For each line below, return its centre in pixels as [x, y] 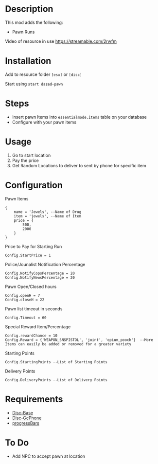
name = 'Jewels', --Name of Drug [48, 212]
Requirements [34, 399]
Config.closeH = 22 [25, 300]
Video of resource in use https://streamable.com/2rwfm [61, 41]
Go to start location [31, 155]
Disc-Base [22, 412]
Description [29, 9]
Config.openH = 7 [23, 295]
